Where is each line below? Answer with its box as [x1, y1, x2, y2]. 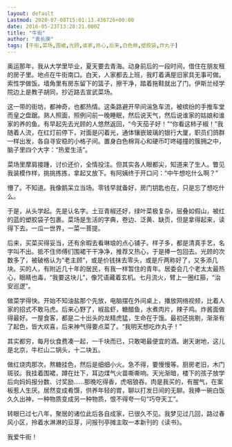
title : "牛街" [7, 29, 46, 37]
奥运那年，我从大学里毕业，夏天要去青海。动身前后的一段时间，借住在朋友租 [7, 62, 225, 70]
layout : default [7, 10, 54, 17]
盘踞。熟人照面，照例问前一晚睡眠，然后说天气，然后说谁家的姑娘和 [25, 111, 219, 119]
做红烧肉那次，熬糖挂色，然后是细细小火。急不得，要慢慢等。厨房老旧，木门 [7, 360, 225, 368]
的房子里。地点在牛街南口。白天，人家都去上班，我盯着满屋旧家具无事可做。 [7, 70, 225, 79]
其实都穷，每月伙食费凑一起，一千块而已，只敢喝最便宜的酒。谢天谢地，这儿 [7, 337, 225, 345]
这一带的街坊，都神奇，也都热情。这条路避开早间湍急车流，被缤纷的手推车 [7, 103, 219, 110]
